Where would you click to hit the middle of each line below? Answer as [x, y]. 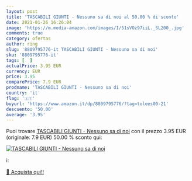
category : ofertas [28, 39]
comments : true [25, 33]
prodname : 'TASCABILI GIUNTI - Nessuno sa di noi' [69, 88]
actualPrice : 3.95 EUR [34, 66]
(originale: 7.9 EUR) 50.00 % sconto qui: [54, 137]
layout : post [22, 11]
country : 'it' [23, 93]
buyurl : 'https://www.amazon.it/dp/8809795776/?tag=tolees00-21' [87, 104]
